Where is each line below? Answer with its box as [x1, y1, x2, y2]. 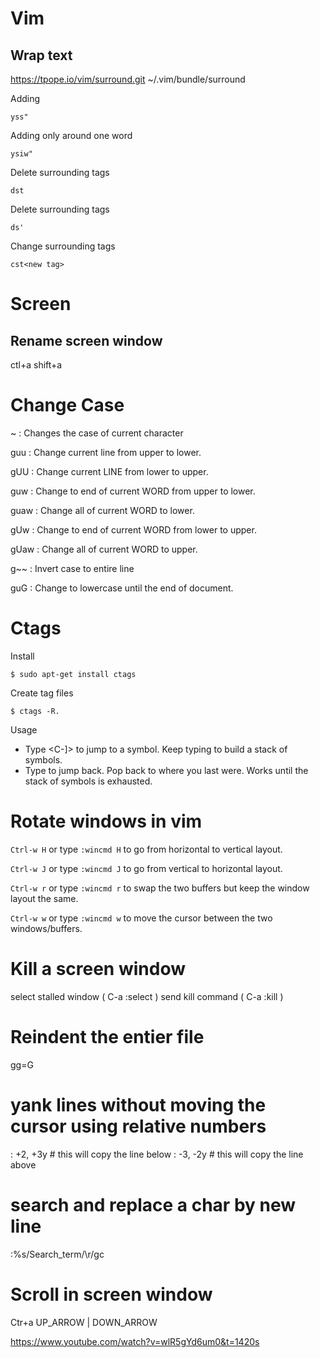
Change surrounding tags [10, 240, 116, 252]
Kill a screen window [10, 958, 186, 980]
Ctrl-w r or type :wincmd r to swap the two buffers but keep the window [10, 882, 310, 894]
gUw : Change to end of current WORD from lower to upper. [10, 523, 257, 536]
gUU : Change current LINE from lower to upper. [10, 465, 209, 477]
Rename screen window [10, 332, 163, 349]
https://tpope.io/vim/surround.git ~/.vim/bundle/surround [10, 73, 246, 85]
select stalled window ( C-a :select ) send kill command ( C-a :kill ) [10, 990, 284, 1002]
